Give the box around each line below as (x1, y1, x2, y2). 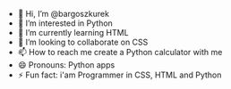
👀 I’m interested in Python (17, 18, 114, 28)
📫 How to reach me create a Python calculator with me (17, 47, 223, 57)
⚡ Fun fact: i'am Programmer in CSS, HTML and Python (17, 69, 222, 80)
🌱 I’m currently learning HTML (17, 28, 129, 37)
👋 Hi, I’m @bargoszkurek (17, 9, 110, 19)
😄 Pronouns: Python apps (17, 60, 115, 70)
